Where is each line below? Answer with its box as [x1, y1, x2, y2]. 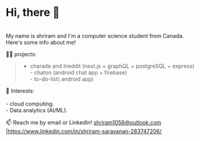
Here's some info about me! [6, 38, 76, 46]
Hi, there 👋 [6, 5, 60, 20]
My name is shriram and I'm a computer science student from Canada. [6, 32, 185, 39]
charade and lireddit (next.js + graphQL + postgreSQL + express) [29, 62, 194, 70]
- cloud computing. [6, 100, 55, 107]
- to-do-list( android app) [29, 75, 94, 82]
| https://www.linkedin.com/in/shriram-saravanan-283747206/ [6, 128, 162, 135]
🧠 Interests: [6, 87, 35, 94]
